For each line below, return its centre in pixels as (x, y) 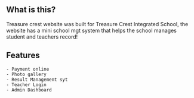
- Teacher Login (26, 85)
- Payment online (28, 69)
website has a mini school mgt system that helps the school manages (92, 30)
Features (23, 56)
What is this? (31, 10)
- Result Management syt (37, 80)
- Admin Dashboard (29, 90)
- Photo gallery (26, 74)
